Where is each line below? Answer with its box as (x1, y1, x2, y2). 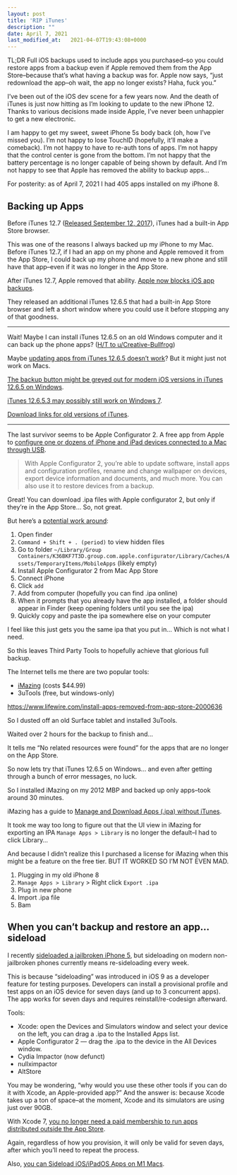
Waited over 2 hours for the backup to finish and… (7, 729, 154, 738)
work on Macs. (7, 361, 51, 370)
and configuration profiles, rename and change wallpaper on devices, (24, 466, 227, 475)
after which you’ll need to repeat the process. (7, 1145, 140, 1154)
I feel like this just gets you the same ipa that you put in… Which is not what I (7, 625, 229, 633)
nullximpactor (17, 1059, 58, 1068)
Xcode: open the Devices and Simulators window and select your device (17, 1022, 229, 1030)
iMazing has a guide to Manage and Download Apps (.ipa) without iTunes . (7, 807, 222, 815)
